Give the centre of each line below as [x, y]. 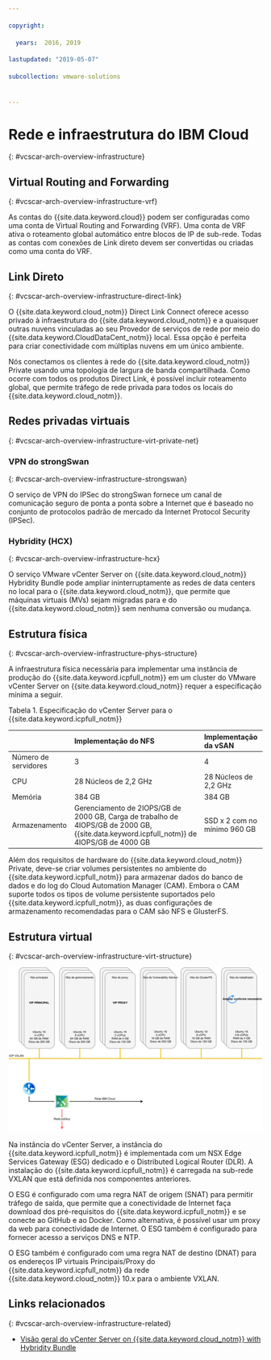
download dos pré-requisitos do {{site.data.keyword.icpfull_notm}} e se [127, 1211]
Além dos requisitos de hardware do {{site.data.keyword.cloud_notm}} [125, 860]
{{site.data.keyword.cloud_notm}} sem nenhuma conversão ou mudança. [130, 609]
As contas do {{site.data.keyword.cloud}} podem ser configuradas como [129, 217]
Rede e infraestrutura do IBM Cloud [129, 134]
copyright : [27, 25]
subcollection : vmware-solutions [65, 77]
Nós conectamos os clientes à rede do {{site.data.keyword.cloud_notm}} [129, 362]
